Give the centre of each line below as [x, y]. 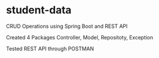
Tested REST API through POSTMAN [50, 48]
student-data [39, 10]
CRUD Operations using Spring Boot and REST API [67, 26]
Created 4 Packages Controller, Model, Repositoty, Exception [80, 37]
